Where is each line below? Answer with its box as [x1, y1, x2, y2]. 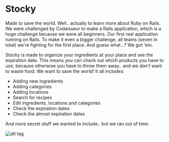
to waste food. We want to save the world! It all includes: [5, 68, 124, 74]
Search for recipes [12, 94, 52, 100]
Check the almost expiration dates [12, 111, 86, 117]
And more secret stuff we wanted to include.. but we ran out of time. [5, 120, 150, 127]
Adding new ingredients [12, 78, 64, 84]
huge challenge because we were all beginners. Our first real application [5, 31, 159, 37]
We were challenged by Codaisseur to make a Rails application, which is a [5, 25, 161, 31]
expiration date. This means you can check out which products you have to [5, 57, 164, 63]
